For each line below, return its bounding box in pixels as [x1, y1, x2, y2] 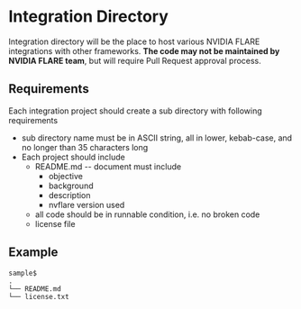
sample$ [8, 268, 38, 277]
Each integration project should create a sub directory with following [8, 105, 262, 116]
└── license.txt [8, 292, 69, 301]
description [48, 189, 91, 200]
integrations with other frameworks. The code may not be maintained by [8, 45, 280, 56]
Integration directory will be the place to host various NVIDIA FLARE [8, 36, 260, 47]
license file [34, 218, 76, 229]
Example [8, 245, 59, 260]
